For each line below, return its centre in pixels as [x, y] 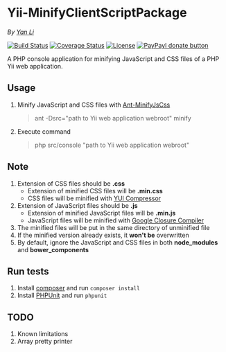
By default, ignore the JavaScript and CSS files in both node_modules [118, 242]
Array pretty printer [45, 342]
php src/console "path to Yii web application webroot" [112, 145]
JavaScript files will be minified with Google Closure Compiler [116, 220]
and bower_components [53, 249]
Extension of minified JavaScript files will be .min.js [102, 213]
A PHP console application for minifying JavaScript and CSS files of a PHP [113, 59]
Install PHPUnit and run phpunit [62, 295]
